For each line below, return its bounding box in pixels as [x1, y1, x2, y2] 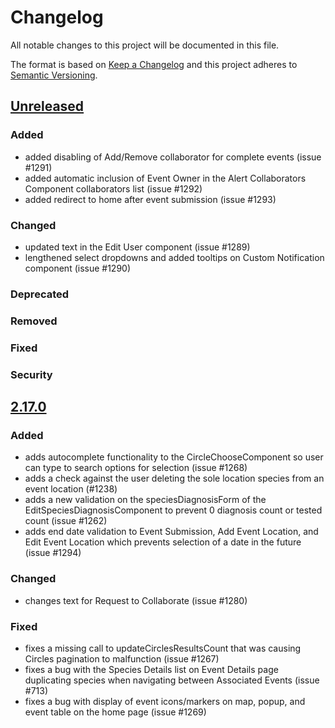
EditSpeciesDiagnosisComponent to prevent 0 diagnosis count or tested [24, 504, 323, 516]
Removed [10, 314, 58, 328]
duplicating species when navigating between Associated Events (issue [24, 674, 320, 686]
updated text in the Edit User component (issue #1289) [24, 241, 251, 253]
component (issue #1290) [24, 262, 132, 274]
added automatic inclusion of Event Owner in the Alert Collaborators [24, 172, 307, 184]
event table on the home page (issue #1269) [24, 706, 207, 718]
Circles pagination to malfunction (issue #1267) [24, 652, 220, 665]
